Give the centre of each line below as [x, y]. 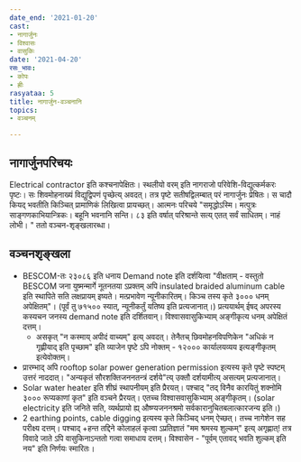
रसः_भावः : [23, 69]
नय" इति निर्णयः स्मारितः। [59, 448]
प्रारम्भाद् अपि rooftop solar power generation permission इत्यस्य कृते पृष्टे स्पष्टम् [154, 367]
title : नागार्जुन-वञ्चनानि [46, 102]
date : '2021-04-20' [46, 60]
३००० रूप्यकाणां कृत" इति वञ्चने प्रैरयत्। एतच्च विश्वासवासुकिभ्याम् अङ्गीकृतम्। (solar [148, 397]
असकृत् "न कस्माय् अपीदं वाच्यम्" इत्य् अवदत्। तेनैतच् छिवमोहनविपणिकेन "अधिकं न [155, 337]
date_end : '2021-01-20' [54, 18]
